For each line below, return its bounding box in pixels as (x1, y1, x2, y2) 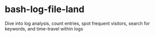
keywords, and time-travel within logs (5, 25, 83, 31)
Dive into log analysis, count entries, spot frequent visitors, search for (5, 20, 150, 26)
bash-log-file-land (5, 4, 85, 15)
